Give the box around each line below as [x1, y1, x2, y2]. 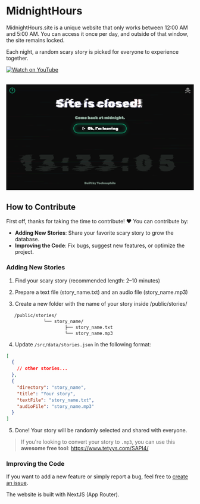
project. [14, 248, 34, 256]
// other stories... [17, 365, 68, 371]
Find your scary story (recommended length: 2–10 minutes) [14, 276, 161, 284]
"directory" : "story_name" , [17, 384, 86, 391]
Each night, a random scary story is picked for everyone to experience [6, 48, 179, 55]
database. [14, 236, 40, 243]
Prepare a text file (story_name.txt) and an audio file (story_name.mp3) [14, 288, 189, 296]
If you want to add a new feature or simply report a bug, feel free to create [6, 473, 189, 480]
